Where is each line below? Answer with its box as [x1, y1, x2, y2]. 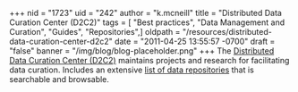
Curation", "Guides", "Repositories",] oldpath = [9, 27, 181, 37]
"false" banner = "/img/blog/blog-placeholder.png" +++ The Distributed [9, 46, 275, 56]
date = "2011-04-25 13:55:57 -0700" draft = [115, 36, 276, 46]
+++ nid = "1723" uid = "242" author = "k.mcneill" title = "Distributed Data [9, 8, 282, 18]
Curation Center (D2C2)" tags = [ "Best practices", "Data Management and [9, 17, 285, 28]
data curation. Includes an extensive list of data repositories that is [9, 64, 255, 75]
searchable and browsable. [9, 74, 110, 84]
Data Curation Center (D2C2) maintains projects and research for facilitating [9, 55, 290, 65]
